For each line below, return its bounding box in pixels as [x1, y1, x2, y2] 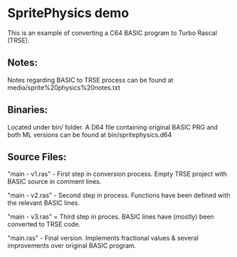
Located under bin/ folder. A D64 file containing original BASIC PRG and [7, 122, 218, 131]
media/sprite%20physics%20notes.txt [7, 83, 121, 92]
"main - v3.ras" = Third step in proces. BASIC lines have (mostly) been [7, 212, 215, 221]
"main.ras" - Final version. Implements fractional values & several [7, 234, 199, 243]
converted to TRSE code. [7, 220, 81, 229]
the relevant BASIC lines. [7, 199, 80, 207]
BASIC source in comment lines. [7, 177, 102, 186]
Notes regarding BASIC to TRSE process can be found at [7, 75, 174, 84]
